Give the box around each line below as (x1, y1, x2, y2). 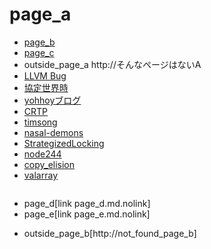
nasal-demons (23, 126, 84, 138)
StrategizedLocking (23, 137, 105, 149)
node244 (23, 148, 62, 160)
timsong (23, 116, 58, 128)
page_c (23, 46, 55, 58)
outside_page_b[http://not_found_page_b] (23, 227, 197, 239)
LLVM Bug (23, 69, 67, 82)
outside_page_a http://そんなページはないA (23, 58, 202, 70)
